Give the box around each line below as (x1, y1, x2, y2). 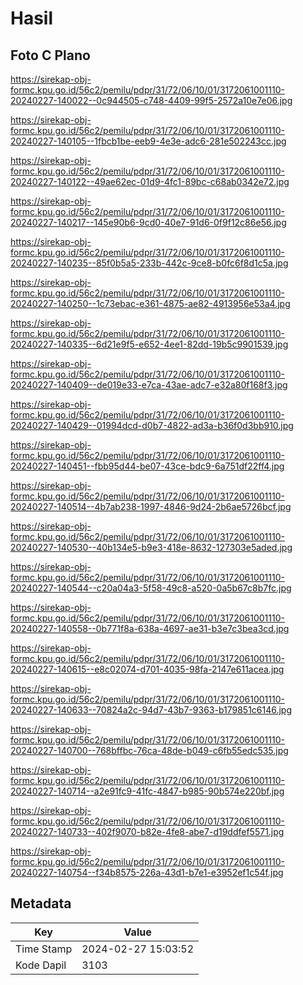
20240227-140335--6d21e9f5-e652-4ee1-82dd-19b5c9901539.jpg (10, 338, 289, 350)
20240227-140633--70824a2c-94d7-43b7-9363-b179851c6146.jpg (10, 704, 293, 716)
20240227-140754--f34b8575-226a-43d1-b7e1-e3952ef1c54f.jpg (10, 867, 284, 878)
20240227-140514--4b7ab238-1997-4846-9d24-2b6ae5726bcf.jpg (10, 501, 292, 512)
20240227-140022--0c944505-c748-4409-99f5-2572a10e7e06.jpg (10, 95, 293, 106)
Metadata (10, 895, 72, 912)
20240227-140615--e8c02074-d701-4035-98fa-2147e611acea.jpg (10, 663, 285, 675)
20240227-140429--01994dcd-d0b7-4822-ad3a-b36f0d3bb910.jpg (10, 420, 294, 431)
